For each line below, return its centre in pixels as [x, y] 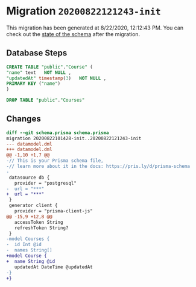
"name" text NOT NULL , [39, 73]
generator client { [33, 206]
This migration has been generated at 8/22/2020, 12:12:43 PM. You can [95, 28]
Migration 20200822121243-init [84, 11]
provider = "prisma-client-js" [54, 211]
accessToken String [39, 222]
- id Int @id [24, 245]
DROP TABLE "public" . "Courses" [46, 100]
